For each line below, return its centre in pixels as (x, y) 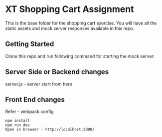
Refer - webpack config (29, 111)
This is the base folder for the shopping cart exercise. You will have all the (81, 23)
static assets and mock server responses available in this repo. (70, 28)
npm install (17, 121)
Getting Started (30, 44)
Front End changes (35, 99)
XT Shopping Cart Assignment (70, 9)
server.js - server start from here (39, 84)
